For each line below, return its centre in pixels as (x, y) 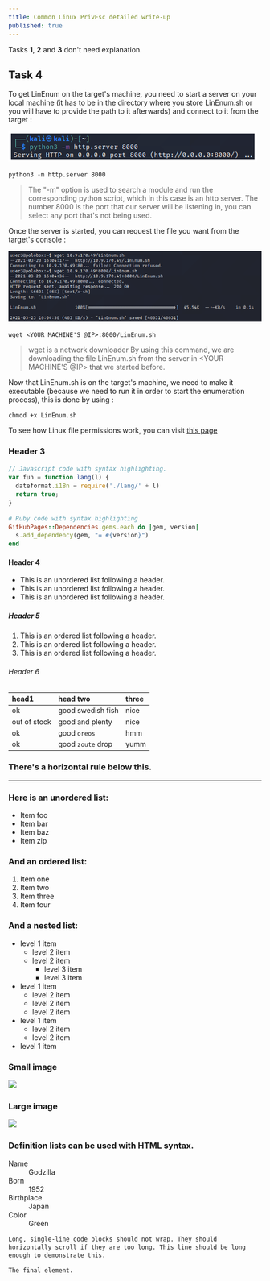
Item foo (34, 815)
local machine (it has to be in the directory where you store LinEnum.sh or (131, 103)
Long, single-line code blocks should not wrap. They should (113, 1239)
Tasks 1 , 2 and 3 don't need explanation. (75, 49)
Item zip (33, 841)
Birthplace (25, 1197)
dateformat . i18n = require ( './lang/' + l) (88, 486)
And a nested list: (43, 926)
